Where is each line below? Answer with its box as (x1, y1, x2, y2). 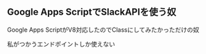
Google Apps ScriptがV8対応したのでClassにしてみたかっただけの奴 (7, 26, 200, 34)
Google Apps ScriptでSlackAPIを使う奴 (7, 6, 177, 18)
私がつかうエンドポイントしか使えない (7, 40, 115, 48)
